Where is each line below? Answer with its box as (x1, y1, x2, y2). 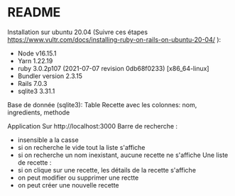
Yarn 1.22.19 (17, 56, 53, 65)
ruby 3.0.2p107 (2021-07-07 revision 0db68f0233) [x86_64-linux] (17, 64, 209, 72)
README (7, 4, 61, 21)
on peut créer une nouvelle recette (17, 180, 119, 189)
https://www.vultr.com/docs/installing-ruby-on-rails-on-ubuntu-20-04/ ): (7, 35, 222, 43)
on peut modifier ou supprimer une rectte (17, 173, 139, 182)
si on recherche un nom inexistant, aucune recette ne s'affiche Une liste (17, 151, 229, 159)
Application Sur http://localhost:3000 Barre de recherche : (7, 121, 178, 130)
